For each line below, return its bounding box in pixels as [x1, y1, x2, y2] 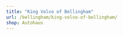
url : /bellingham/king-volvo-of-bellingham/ [6, 14, 118, 20]
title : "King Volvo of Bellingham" [6, 8, 94, 15]
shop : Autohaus [6, 20, 44, 26]
